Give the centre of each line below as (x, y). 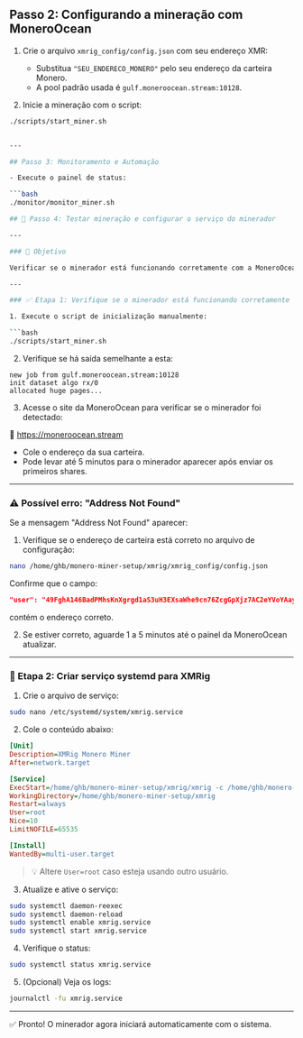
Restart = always (38, 804)
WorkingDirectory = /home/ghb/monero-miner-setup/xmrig (113, 796)
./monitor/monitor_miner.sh (62, 203)
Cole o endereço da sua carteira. (83, 452)
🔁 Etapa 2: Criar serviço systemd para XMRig (110, 675)
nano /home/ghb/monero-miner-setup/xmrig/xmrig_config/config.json (139, 566)
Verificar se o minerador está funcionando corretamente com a (131, 268)
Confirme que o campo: (53, 583)
